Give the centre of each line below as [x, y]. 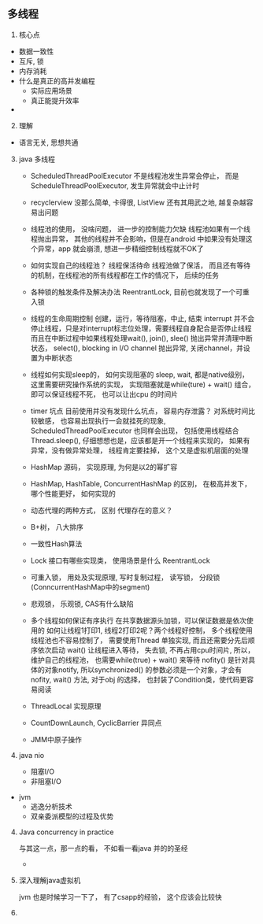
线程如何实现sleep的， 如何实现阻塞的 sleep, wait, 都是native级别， [139, 374]
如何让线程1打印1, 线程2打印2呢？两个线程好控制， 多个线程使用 [149, 630]
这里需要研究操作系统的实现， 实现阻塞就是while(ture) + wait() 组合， [143, 384]
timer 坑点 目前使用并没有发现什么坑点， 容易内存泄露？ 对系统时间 [139, 411]
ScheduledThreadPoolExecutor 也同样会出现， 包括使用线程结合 [135, 431]
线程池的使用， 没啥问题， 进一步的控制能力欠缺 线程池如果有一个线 [141, 229]
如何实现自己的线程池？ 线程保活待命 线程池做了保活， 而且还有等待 [141, 265]
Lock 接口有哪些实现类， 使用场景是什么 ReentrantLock [120, 560]
